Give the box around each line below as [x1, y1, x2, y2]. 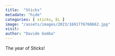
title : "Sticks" [5, 7, 42, 13]
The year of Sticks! [5, 45, 45, 51]
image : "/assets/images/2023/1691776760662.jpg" [5, 21, 110, 27]
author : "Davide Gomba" [5, 31, 56, 36]
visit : [5, 26, 19, 32]
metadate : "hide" [5, 12, 42, 17]
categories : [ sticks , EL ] [5, 17, 65, 22]
